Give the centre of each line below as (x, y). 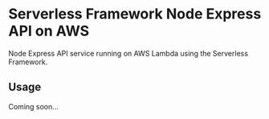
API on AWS (49, 31)
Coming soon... (33, 106)
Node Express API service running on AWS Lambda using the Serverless (128, 53)
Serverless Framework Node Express (135, 14)
